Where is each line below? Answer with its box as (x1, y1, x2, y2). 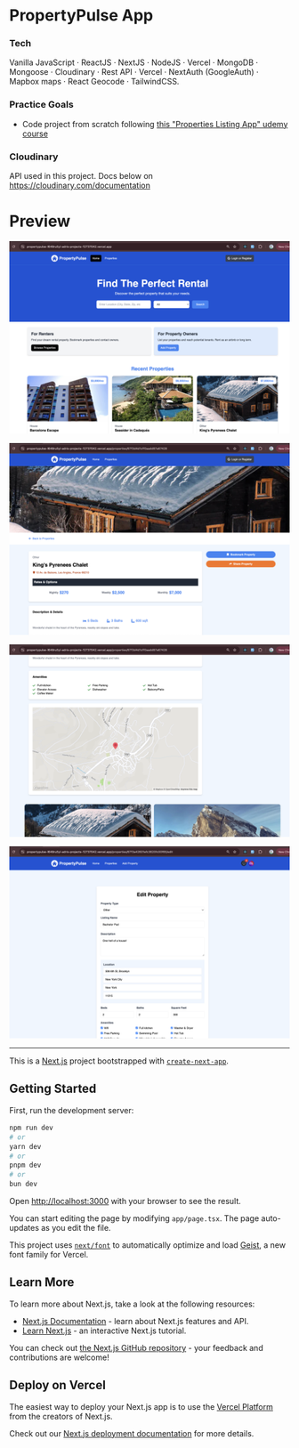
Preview (9, 211, 71, 231)
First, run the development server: (9, 1104, 134, 1115)
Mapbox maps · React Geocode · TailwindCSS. (9, 77, 180, 87)
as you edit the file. (41, 1223, 111, 1234)
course (21, 128, 49, 139)
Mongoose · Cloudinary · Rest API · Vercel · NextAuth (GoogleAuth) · (9, 67, 260, 77)
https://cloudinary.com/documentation (9, 180, 151, 191)
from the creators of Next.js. (9, 1411, 113, 1421)
